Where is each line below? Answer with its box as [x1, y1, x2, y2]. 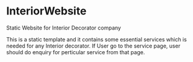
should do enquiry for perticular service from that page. [6, 48, 145, 55]
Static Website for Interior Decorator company [6, 24, 121, 31]
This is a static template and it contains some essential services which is [6, 36, 187, 43]
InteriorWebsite [6, 4, 87, 18]
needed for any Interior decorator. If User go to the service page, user [6, 42, 180, 49]
